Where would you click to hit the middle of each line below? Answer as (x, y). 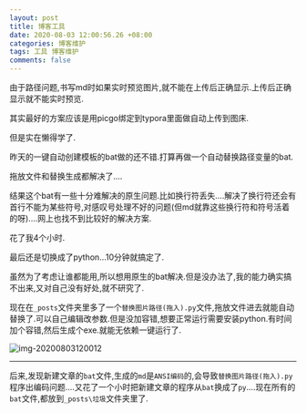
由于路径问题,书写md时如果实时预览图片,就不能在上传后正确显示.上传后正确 (150, 87)
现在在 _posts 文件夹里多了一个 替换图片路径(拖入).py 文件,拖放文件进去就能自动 (152, 307)
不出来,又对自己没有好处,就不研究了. (77, 288)
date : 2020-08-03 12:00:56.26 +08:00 (81, 35)
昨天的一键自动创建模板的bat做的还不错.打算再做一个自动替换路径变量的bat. (152, 157)
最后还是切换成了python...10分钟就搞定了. (87, 257)
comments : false (40, 60)
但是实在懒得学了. (43, 137)
